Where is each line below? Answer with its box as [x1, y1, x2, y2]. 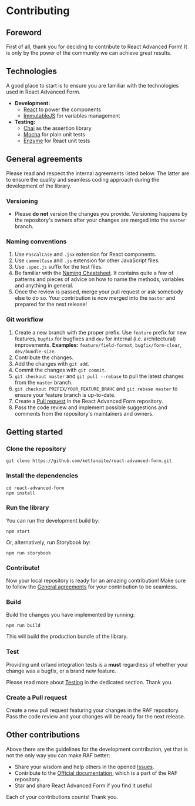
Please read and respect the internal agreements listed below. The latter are [6, 169, 190, 177]
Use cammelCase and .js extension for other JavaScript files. [14, 257, 160, 264]
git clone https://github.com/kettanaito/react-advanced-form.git [6, 458, 172, 464]
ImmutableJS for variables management [23, 112, 120, 119]
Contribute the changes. [14, 354, 73, 361]
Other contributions [6, 730, 80, 740]
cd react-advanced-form [6, 485, 65, 491]
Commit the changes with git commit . [14, 366, 106, 373]
